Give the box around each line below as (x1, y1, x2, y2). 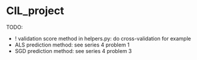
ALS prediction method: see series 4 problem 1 (14, 41, 130, 48)
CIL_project (6, 4, 64, 18)
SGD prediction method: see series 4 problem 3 (14, 47, 132, 54)
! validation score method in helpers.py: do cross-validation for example (14, 35, 192, 42)
